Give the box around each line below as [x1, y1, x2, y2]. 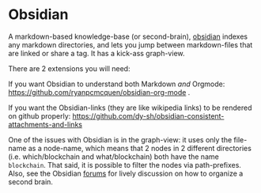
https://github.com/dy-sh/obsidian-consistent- [72, 111, 225, 120]
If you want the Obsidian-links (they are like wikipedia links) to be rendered [8, 103, 252, 112]
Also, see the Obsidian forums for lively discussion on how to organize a [8, 168, 244, 178]
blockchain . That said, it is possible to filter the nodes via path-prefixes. [8, 160, 241, 169]
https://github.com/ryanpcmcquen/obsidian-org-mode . [8, 87, 191, 96]
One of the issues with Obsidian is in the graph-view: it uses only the [8, 134, 233, 144]
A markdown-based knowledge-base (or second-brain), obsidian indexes [8, 32, 248, 41]
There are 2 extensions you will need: [8, 63, 130, 73]
